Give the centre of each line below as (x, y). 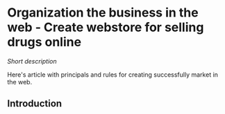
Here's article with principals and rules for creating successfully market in (113, 75)
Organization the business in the (103, 13)
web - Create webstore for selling (106, 27)
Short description (32, 61)
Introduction (35, 104)
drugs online (44, 42)
